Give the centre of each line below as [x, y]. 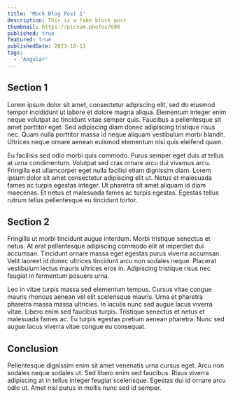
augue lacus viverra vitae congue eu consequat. [77, 327]
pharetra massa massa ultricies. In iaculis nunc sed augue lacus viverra [110, 304]
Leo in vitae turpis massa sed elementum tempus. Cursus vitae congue [110, 289]
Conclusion [33, 348]
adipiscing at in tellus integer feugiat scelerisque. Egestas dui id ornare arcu [116, 380]
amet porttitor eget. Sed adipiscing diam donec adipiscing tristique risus [111, 127]
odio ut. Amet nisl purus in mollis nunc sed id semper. [84, 388]
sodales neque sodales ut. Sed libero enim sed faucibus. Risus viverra [108, 373]
